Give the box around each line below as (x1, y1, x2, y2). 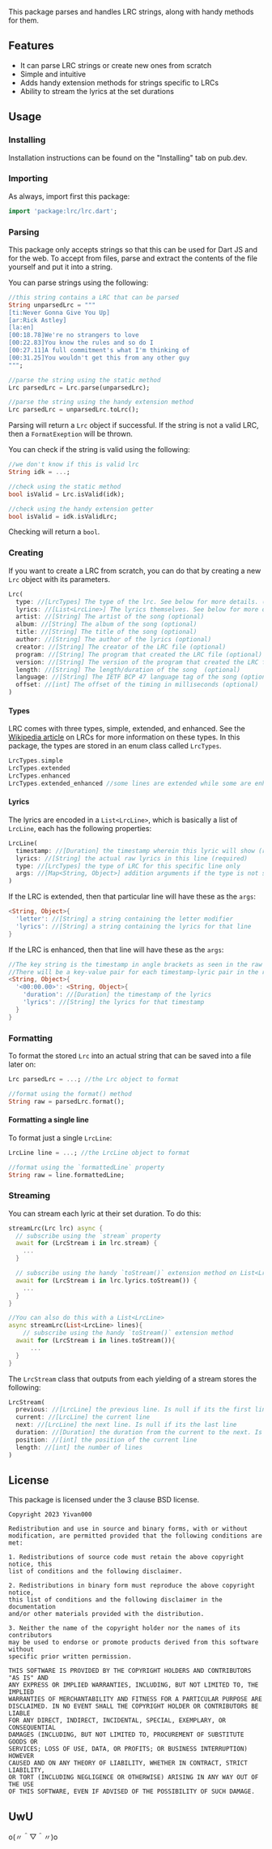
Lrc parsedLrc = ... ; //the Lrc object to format (8, 1075, 180, 1083)
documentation (8, 1603, 57, 1611)
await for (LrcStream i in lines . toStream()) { (15, 1337, 176, 1345)
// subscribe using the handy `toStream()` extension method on (15, 1269, 237, 1278)
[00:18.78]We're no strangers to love (8, 331, 139, 339)
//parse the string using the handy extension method (8, 398, 194, 407)
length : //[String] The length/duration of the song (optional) (15, 666, 241, 674)
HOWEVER (8, 1752, 35, 1761)
